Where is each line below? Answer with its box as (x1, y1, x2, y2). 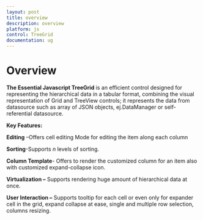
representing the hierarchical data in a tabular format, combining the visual (6, 90, 194, 98)
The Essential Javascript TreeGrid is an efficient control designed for (6, 84, 182, 91)
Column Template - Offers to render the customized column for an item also (6, 157, 197, 164)
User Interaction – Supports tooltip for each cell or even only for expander (6, 194, 194, 201)
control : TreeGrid (6, 32, 53, 38)
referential (6, 109, 32, 117)
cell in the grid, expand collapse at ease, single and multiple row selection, (6, 200, 194, 208)
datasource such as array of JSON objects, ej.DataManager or (6, 103, 163, 111)
